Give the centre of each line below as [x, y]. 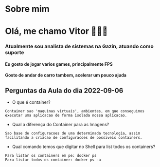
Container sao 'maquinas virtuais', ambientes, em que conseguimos [75, 111]
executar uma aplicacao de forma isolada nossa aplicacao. [66, 115]
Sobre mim [27, 9]
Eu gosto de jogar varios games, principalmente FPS [59, 64]
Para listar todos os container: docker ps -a [53, 160]
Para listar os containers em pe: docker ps [51, 156]
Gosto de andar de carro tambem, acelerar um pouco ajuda [66, 75]
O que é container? [31, 102]
